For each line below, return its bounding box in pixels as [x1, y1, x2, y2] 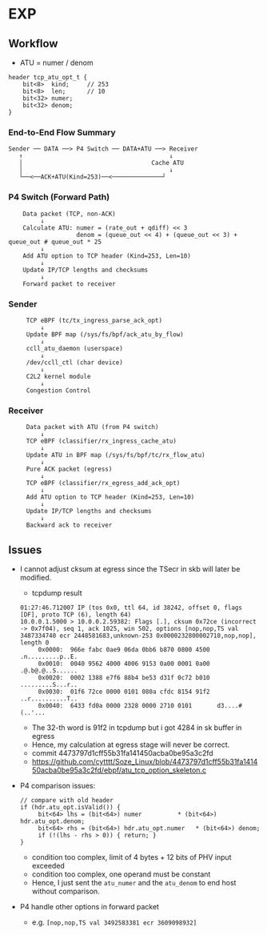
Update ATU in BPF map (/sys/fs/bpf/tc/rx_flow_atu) [26, 451, 205, 459]
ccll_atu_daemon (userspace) [26, 344, 124, 352]
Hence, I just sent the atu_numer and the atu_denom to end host [31, 878, 237, 887]
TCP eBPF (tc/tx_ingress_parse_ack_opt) [26, 316, 162, 324]
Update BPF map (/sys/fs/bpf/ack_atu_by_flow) [26, 330, 184, 339]
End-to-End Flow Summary [8, 126, 116, 138]
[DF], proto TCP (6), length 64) [19, 611, 132, 619]
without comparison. [31, 886, 100, 896]
